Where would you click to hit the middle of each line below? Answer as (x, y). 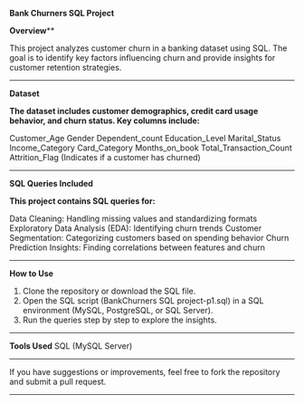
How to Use (32, 274)
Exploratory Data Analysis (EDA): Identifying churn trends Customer (136, 228)
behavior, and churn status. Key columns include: (105, 120)
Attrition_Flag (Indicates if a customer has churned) (105, 157)
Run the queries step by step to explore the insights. (119, 320)
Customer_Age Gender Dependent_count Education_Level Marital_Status (145, 138)
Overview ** (32, 30)
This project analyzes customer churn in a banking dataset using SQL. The (148, 48)
